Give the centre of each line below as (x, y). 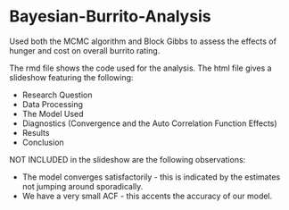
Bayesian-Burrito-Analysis (110, 17)
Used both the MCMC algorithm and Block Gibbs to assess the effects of (143, 41)
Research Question (57, 95)
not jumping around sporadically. (83, 186)
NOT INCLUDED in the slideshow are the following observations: (128, 159)
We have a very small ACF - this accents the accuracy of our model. (147, 196)
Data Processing (52, 104)
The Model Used (53, 113)
